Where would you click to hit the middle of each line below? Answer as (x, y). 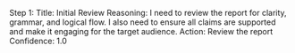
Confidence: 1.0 (38, 41)
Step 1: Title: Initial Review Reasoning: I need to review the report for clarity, (148, 13)
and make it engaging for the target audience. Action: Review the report (141, 31)
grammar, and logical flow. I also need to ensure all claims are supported (143, 22)
